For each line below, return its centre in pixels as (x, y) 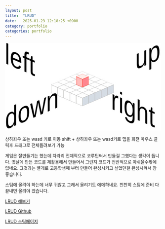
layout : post (19, 10)
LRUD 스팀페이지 (21, 222)
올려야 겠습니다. (33, 191)
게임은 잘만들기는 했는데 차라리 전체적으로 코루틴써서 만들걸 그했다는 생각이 (78, 156)
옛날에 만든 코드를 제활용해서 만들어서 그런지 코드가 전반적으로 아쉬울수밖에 (84, 162)
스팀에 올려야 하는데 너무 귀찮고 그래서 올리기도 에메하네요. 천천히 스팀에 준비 (80, 185)
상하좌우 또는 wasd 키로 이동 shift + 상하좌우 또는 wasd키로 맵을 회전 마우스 (79, 139)
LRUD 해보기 (18, 201)
